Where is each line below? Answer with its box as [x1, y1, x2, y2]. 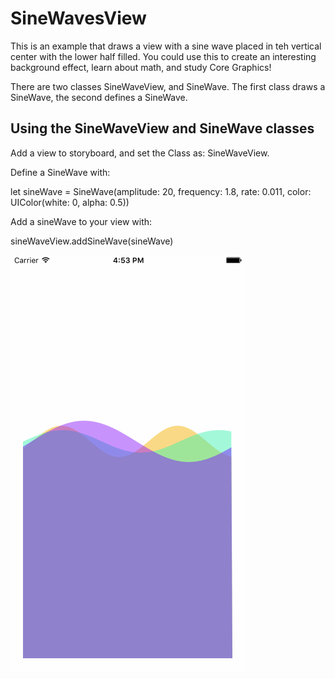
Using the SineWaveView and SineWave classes [10, 120, 315, 137]
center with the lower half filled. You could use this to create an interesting [10, 50, 317, 62]
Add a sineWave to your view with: [10, 215, 153, 227]
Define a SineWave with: [10, 166, 111, 178]
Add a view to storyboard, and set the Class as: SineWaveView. [10, 147, 270, 159]
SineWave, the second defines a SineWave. [10, 91, 188, 103]
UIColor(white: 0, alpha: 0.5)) [10, 196, 130, 208]
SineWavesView [10, 7, 147, 30]
